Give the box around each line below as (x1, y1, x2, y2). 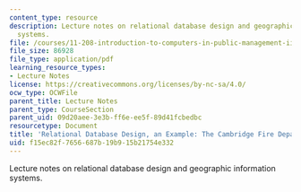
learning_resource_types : (9, 64, 106, 73)
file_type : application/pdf (9, 55, 115, 64)
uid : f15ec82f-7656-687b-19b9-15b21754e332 (9, 138, 175, 147)
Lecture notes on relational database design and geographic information (9, 162, 276, 173)
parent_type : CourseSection (9, 105, 115, 114)
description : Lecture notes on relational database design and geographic (9, 22, 295, 31)
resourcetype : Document (9, 122, 99, 131)
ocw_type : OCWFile (9, 88, 78, 97)
